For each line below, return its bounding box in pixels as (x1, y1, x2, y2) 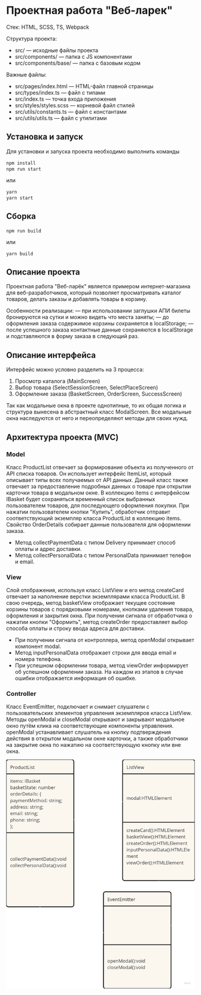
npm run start (6, 166, 42, 172)
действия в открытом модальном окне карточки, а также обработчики (6, 735, 188, 742)
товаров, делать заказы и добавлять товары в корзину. (6, 296, 148, 303)
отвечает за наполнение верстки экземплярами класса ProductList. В (6, 593, 185, 600)
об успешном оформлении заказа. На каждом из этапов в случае (14, 668, 184, 676)
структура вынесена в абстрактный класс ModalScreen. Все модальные (6, 408, 192, 415)
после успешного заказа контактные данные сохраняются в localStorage (6, 326, 193, 333)
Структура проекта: (6, 35, 57, 42)
